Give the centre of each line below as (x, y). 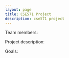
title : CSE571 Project (28, 14)
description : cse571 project (35, 19)
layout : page (18, 10)
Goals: (11, 51)
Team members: (22, 33)
